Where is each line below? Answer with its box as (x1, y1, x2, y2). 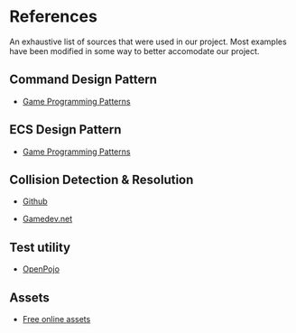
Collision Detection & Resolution (9, 171, 194, 187)
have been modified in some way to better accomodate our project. (9, 45, 260, 56)
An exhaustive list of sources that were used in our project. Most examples (9, 36, 287, 47)
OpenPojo (22, 264, 60, 274)
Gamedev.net (22, 214, 73, 225)
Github (22, 196, 48, 207)
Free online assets (22, 314, 91, 324)
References (9, 6, 97, 27)
